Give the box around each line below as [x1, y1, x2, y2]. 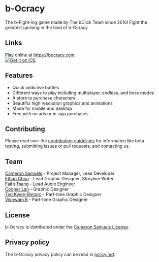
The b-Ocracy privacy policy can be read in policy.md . [5, 251, 116, 257]
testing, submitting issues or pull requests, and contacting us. [5, 143, 130, 149]
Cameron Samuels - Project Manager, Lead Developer [5, 170, 115, 176]
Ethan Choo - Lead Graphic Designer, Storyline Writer [5, 176, 114, 182]
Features [5, 71, 33, 80]
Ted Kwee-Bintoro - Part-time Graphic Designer [5, 192, 102, 197]
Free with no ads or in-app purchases [12, 110, 89, 116]
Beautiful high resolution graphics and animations [12, 100, 113, 106]
